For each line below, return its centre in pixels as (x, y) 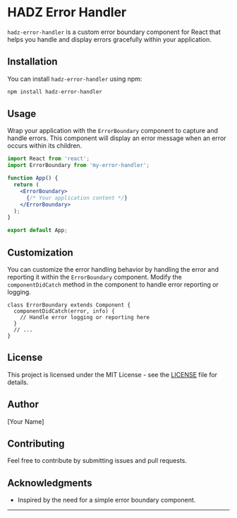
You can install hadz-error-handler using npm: (75, 79)
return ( (26, 185)
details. (18, 382)
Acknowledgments (50, 483)
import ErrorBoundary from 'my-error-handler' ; (79, 166)
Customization (41, 252)
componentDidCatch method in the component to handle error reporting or (113, 284)
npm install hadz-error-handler (55, 92)
